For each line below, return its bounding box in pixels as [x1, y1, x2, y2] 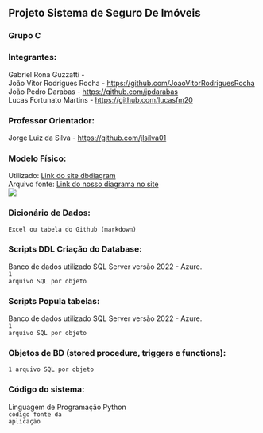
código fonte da [8, 410, 62, 419]
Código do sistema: [8, 384, 85, 395]
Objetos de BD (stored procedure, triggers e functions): [8, 348, 226, 359]
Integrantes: [8, 52, 57, 63]
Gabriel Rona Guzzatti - [8, 69, 85, 79]
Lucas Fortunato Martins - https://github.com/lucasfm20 [8, 95, 193, 104]
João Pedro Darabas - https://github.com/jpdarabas [8, 87, 179, 96]
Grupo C [8, 30, 41, 41]
